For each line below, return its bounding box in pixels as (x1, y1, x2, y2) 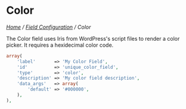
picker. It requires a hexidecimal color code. (6, 41, 114, 49)
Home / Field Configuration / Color (6, 23, 91, 31)
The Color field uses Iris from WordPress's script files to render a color (6, 35, 180, 42)
